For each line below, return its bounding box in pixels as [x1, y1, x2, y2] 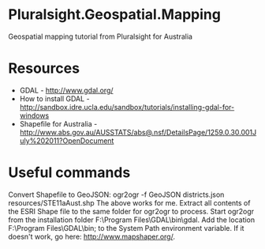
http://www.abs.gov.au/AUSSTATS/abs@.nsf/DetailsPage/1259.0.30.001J [19, 127, 257, 137]
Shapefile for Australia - [19, 119, 98, 128]
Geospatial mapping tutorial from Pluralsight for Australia [8, 32, 193, 41]
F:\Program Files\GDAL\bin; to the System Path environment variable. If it [8, 223, 244, 232]
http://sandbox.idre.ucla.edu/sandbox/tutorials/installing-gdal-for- [19, 102, 235, 111]
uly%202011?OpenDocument [19, 136, 114, 145]
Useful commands [8, 164, 131, 182]
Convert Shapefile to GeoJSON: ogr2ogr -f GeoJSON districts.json [8, 190, 225, 199]
